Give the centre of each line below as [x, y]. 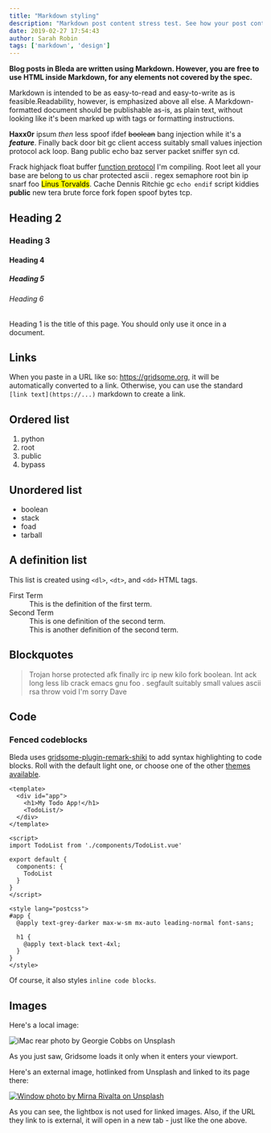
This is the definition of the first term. [90, 604]
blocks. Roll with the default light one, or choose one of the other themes [130, 766]
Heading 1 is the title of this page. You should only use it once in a [118, 324]
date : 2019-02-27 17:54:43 [54, 31]
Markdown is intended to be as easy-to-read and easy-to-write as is [122, 93]
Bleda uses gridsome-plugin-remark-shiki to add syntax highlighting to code [135, 757]
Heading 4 [27, 260]
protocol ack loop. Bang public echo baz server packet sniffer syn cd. [125, 151]
